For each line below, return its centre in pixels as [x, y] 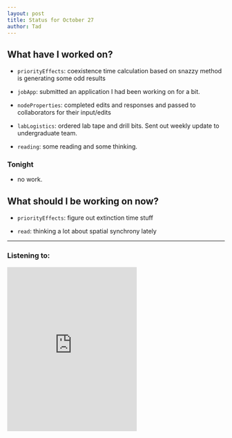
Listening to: [29, 256]
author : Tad [24, 26]
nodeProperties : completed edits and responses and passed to [106, 105]
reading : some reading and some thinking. [77, 146]
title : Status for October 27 [51, 20]
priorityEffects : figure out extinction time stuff [85, 218]
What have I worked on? [60, 54]
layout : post [26, 13]
